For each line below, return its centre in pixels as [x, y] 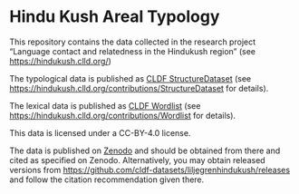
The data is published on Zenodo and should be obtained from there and [145, 150]
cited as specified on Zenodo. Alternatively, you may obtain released [137, 160]
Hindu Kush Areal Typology [115, 17]
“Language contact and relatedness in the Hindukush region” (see [133, 51]
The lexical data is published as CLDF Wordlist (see [105, 105]
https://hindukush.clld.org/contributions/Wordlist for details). [123, 115]
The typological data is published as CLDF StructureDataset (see [130, 78]
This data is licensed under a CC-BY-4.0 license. [100, 132]
